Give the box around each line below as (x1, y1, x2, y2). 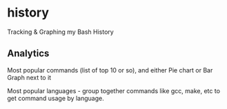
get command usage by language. (7, 94, 105, 102)
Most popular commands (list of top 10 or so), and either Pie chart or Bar (7, 66, 213, 74)
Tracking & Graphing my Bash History (7, 28, 114, 36)
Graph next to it (7, 73, 52, 81)
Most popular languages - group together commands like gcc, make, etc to (7, 86, 221, 95)
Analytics (7, 48, 50, 59)
